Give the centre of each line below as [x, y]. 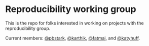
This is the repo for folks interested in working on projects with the [74, 23]
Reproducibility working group [71, 9]
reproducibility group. [28, 28]
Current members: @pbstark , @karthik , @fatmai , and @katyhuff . [73, 38]
